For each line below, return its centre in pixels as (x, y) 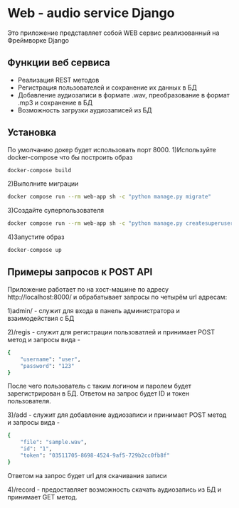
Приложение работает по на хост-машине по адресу (88, 289)
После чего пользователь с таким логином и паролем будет (100, 386)
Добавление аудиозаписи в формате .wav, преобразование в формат (123, 95)
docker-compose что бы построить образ (70, 157)
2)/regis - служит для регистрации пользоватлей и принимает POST (111, 332)
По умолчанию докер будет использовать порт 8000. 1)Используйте (112, 149)
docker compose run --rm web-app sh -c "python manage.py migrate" (110, 197)
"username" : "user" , (51, 359)
